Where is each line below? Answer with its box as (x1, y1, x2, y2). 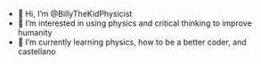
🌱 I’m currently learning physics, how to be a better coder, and (17, 36, 247, 47)
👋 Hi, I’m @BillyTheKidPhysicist (17, 9, 133, 19)
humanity (17, 28, 53, 37)
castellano (17, 46, 56, 57)
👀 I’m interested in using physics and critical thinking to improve (17, 18, 252, 28)
